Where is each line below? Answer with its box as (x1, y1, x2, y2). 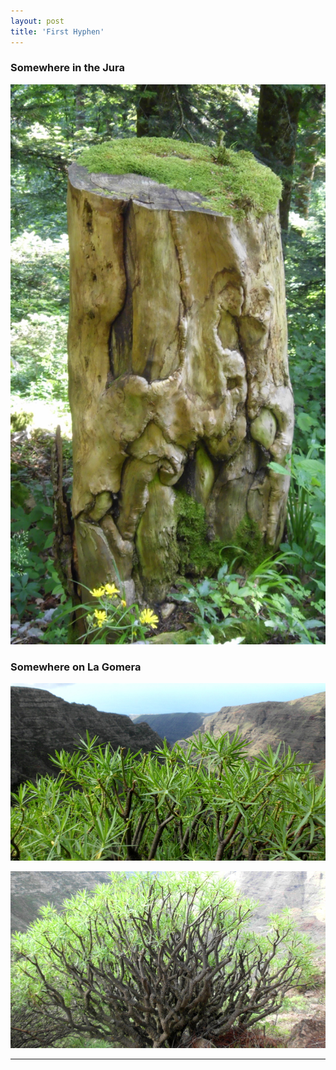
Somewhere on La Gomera (10, 660, 142, 674)
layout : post (10, 16, 65, 26)
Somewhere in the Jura (10, 61, 125, 75)
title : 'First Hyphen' (10, 26, 105, 37)
